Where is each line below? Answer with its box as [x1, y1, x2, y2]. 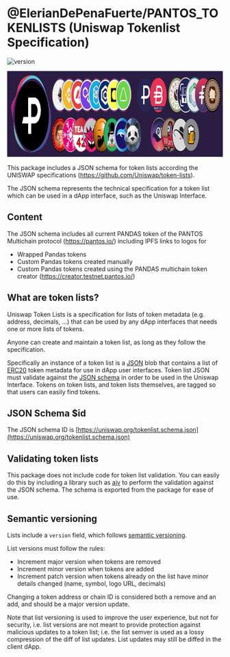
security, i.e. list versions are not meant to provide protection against [7, 621, 201, 629]
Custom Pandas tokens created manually [16, 257, 133, 265]
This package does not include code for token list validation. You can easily [7, 471, 220, 479]
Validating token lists [7, 453, 99, 464]
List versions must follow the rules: [7, 545, 105, 552]
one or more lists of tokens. [7, 324, 84, 333]
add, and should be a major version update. [7, 600, 130, 608]
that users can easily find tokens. [7, 387, 101, 396]
